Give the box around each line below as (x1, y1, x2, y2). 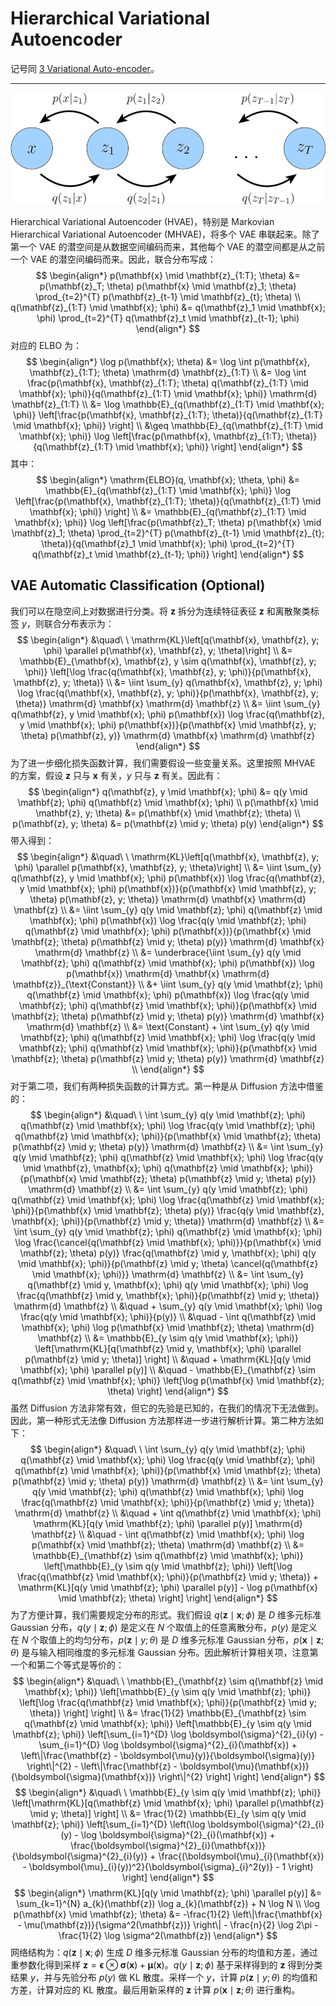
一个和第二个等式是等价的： (10, 1658, 125, 1671)
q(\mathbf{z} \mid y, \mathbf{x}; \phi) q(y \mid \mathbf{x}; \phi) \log (27, 1278, 309, 1291)
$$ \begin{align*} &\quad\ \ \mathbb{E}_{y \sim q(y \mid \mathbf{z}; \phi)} (14, 1786, 322, 1798)
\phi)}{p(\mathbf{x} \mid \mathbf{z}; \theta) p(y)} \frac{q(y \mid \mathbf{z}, (11, 1204, 325, 1216)
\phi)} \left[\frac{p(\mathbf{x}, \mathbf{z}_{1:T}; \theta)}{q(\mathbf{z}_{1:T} (13, 408, 323, 421)
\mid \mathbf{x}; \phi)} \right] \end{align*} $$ (115, 440, 303, 452)
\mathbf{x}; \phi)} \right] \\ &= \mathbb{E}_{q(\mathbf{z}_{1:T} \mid (29, 505, 307, 517)
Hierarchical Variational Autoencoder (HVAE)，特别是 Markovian (10, 215, 275, 227)
